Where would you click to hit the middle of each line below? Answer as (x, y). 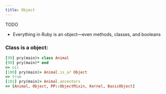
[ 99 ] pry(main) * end (27, 62)
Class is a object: (27, 47)
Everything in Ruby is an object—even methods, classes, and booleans (87, 34)
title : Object (20, 10)
